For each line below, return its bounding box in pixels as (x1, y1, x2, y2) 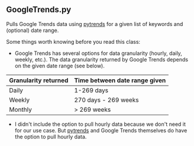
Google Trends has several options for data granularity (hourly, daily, (14, 50, 182, 57)
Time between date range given (73, 76, 166, 85)
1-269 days (73, 86, 109, 94)
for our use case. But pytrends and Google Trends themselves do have (14, 126, 187, 134)
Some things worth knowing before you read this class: (6, 38, 141, 45)
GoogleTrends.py (6, 5, 72, 15)
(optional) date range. (6, 27, 59, 34)
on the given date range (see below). (14, 62, 105, 69)
